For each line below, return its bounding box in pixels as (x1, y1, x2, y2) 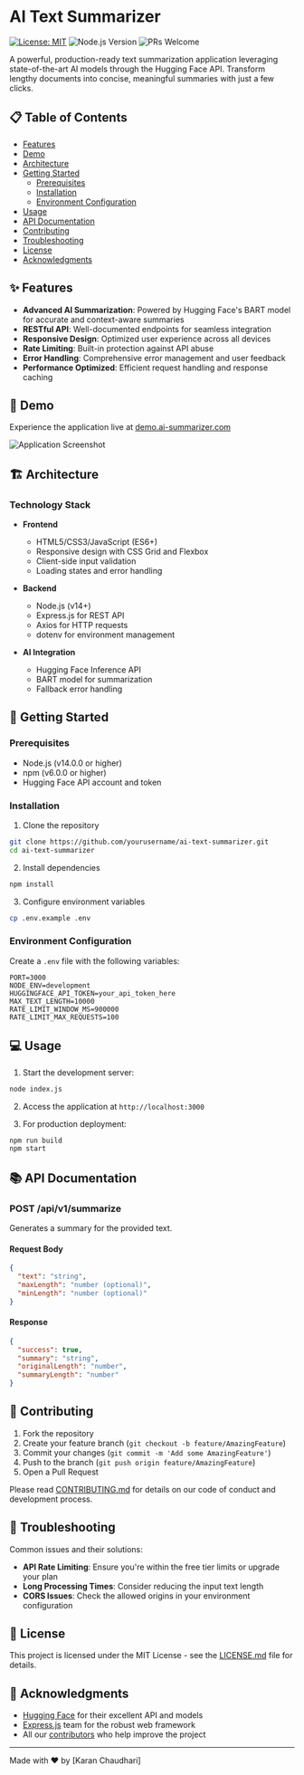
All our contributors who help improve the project (22, 1729, 206, 1740)
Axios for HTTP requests (35, 620, 128, 631)
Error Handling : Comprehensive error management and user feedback (22, 352, 287, 363)
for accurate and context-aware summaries (22, 314, 185, 325)
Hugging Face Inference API (35, 664, 142, 675)
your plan (22, 1570, 59, 1581)
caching (22, 371, 53, 382)
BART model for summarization (35, 674, 153, 685)
